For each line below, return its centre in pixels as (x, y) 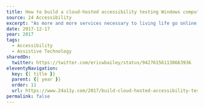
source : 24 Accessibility (39, 18)
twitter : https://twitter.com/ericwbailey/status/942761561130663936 (101, 62)
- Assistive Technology (42, 51)
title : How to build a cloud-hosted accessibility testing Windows (93, 12)
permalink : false (28, 96)
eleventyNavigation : (32, 68)
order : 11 (24, 85)
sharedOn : (19, 57)
